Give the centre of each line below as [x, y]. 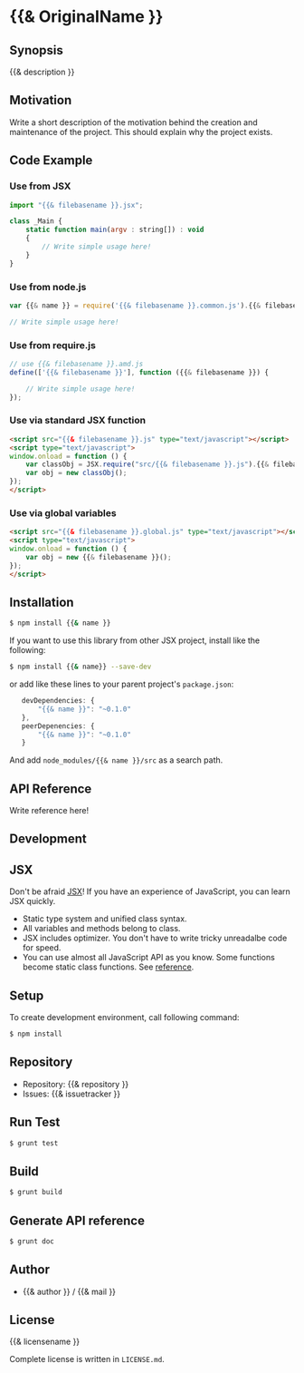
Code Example [51, 161]
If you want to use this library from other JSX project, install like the [135, 640]
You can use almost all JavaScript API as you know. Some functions [149, 958]
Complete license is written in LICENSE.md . [87, 1359]
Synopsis [36, 50]
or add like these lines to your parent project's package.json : [122, 684]
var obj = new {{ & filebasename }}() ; [99, 557]
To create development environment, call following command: [124, 1018]
